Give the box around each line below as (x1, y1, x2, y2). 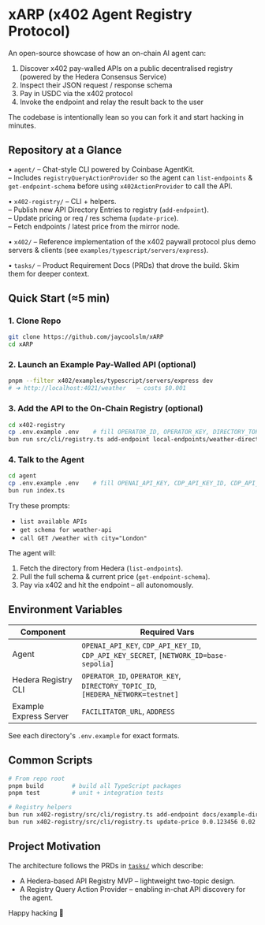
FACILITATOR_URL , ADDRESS (81, 705, 175, 716)
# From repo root (8, 775, 65, 782)
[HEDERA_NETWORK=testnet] (81, 689, 179, 699)
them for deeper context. (8, 269, 89, 278)
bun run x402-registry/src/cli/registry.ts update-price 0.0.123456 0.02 (8, 818, 256, 827)
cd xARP (8, 340, 34, 348)
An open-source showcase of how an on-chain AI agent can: (8, 48, 207, 58)
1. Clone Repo (8, 315, 62, 326)
